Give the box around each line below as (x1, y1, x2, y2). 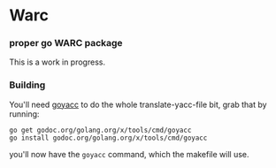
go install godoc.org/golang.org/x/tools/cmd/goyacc (9, 134, 208, 142)
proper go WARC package (9, 37, 123, 50)
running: (9, 108, 40, 119)
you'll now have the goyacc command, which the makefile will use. (9, 149, 249, 159)
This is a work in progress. (9, 57, 106, 67)
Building (9, 79, 46, 91)
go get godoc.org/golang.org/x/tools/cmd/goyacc (9, 126, 192, 134)
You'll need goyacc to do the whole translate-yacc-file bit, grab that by (9, 99, 267, 110)
